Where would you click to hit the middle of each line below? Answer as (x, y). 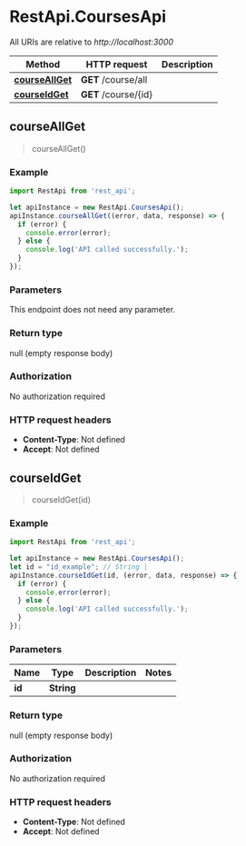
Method (43, 64)
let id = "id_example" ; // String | (79, 567)
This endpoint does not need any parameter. (92, 310)
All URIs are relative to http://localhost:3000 (92, 42)
